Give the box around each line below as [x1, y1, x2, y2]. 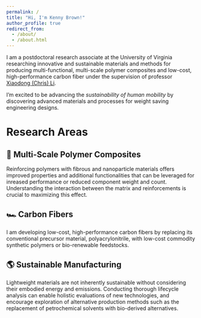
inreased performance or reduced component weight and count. [6, 178, 167, 185]
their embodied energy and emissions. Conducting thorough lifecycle [6, 285, 179, 293]
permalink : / [6, 8, 39, 15]
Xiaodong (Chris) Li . [6, 79, 56, 87]
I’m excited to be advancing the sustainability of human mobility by [6, 91, 174, 98]
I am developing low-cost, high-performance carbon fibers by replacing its [6, 228, 193, 236]
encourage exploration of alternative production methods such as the [6, 298, 180, 305]
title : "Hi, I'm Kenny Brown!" [6, 15, 85, 21]
